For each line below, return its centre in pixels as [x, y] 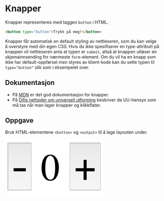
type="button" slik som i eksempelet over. [47, 67]
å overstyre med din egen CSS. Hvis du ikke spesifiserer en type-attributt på [82, 46]
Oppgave [19, 121]
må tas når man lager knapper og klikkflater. [57, 105]
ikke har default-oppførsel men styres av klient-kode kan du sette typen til [80, 62]
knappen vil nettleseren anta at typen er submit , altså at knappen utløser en [81, 52]
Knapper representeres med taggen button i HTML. [57, 22]
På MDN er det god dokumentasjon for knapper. [60, 94]
